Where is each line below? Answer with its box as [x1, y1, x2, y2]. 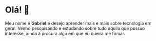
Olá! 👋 [5, 4, 30, 15]
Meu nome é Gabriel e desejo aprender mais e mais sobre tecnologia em [5, 20, 152, 26]
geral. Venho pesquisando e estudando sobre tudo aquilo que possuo [5, 25, 145, 31]
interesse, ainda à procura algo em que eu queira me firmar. [5, 30, 125, 36]
